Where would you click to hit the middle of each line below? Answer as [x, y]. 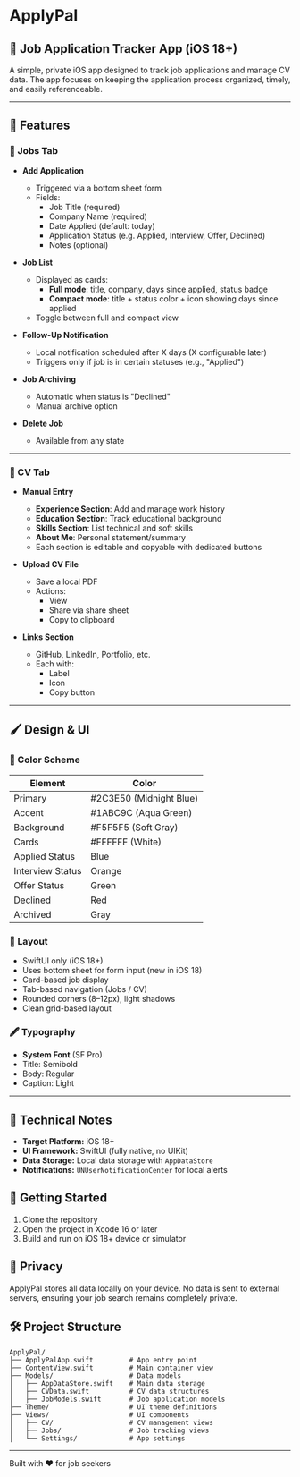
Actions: [51, 590]
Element [48, 783]
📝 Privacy [36, 1267]
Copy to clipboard [82, 619]
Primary [30, 798]
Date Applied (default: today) [102, 225]
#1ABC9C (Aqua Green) [142, 812]
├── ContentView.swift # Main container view [112, 1368]
